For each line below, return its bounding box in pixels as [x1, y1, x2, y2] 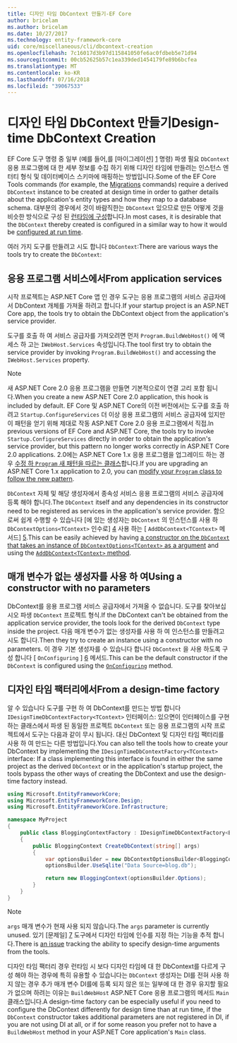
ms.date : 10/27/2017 [7, 30, 68, 37]
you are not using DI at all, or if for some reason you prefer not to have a [7, 1020, 217, 1028]
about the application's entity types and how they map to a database [7, 195, 207, 204]
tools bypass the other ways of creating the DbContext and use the [7, 769, 202, 778]
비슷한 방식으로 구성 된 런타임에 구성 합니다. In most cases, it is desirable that [7, 212, 221, 221]
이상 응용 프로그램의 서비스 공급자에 [108, 410, 207, 418]
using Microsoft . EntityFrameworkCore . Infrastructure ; [7, 803, 169, 811]
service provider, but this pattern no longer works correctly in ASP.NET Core [7, 442, 230, 450]
